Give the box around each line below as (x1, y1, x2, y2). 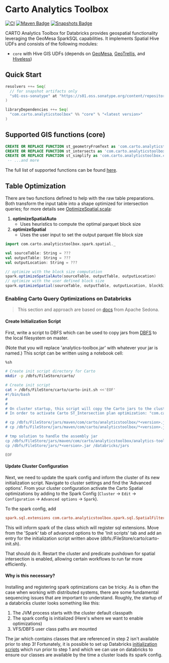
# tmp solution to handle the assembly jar (5, 434, 98, 439)
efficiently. (5, 561, 27, 567)
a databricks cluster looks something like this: (5, 600, 100, 606)
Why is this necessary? (5, 573, 55, 579)
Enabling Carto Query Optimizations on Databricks (5, 295, 132, 302)
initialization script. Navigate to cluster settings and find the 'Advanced (5, 480, 152, 486)
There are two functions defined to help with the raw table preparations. (5, 195, 155, 201)
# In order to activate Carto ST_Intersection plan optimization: (5, 411, 147, 416)
